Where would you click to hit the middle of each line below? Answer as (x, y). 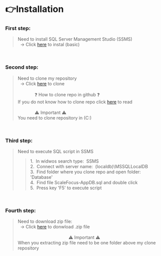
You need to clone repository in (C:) (55, 117)
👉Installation (34, 9)
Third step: (19, 141)
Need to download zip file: (45, 221)
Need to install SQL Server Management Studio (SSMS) (75, 39)
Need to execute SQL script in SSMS (56, 152)
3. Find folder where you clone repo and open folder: (85, 172)
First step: (18, 29)
